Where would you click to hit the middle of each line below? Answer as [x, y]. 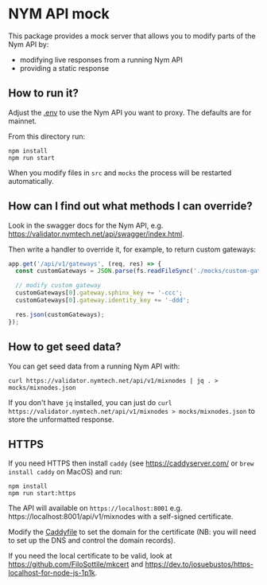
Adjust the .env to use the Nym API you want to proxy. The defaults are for [130, 112]
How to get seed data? [65, 347]
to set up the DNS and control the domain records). [92, 540]
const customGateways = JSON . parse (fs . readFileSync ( [104, 271]
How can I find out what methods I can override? [130, 207]
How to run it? [44, 94]
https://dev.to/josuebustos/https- [199, 564]
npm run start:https [43, 493]
